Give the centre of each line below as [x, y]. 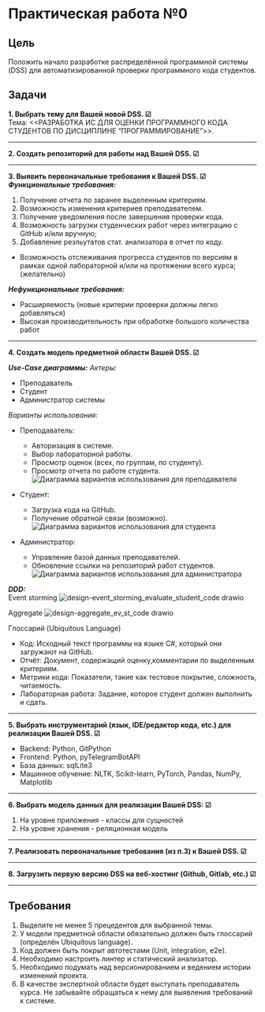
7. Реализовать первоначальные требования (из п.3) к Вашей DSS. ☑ [127, 851]
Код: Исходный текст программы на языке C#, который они [121, 643]
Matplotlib [36, 781]
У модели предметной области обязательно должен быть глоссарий [136, 933]
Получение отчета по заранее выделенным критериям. [113, 200]
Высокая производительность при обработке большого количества [134, 321]
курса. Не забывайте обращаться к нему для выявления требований [136, 992]
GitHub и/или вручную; [58, 233]
